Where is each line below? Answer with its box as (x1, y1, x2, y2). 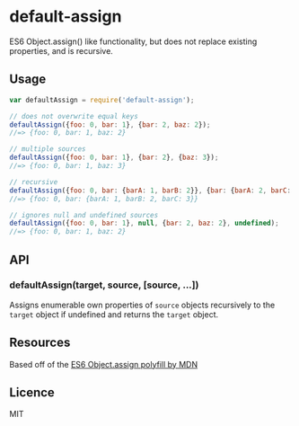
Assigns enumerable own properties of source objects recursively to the (9, 299, 276, 310)
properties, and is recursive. (9, 45, 114, 56)
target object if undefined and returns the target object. (9, 308, 219, 320)
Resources (9, 335, 71, 351)
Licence (9, 385, 56, 401)
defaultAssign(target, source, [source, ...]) (9, 279, 199, 291)
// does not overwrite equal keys (9, 111, 139, 120)
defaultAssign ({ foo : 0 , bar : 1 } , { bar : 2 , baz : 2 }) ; (9, 120, 211, 129)
